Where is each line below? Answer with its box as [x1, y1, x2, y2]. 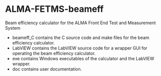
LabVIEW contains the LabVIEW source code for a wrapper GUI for [12, 45, 148, 51]
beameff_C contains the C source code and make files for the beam [12, 35, 150, 40]
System [5, 25, 21, 31]
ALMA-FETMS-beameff [5, 3, 104, 15]
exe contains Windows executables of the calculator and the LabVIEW [12, 55, 155, 61]
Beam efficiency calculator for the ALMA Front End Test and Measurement [5, 20, 156, 26]
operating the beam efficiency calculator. [12, 50, 96, 56]
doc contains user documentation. [12, 66, 82, 72]
